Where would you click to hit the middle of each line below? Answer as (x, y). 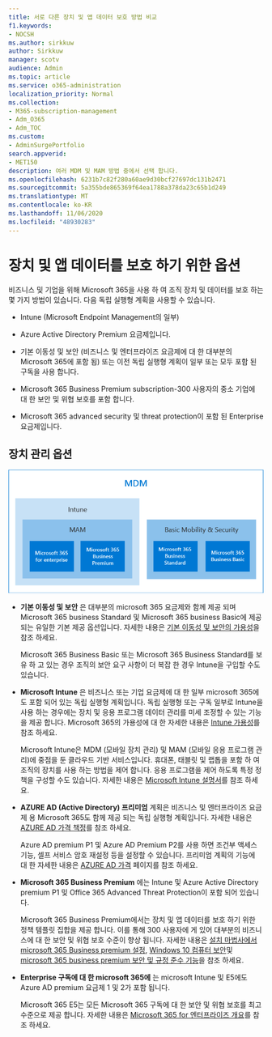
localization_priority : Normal (61, 94)
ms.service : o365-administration (65, 85)
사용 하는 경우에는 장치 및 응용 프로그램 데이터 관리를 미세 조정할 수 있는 (133, 712)
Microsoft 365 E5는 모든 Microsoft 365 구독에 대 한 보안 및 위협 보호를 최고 (140, 1005)
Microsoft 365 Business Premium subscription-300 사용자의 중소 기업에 (138, 389)
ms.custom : (27, 137)
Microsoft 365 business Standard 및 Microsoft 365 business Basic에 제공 (141, 617)
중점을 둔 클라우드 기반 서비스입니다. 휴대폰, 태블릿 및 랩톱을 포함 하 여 (149, 760)
